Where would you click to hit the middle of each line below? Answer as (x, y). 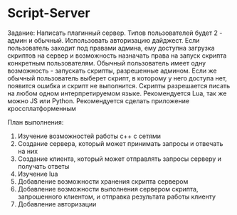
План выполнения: (36, 122)
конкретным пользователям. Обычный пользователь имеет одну (107, 63)
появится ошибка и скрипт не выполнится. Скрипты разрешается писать (119, 85)
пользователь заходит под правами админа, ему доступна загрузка (111, 48)
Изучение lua (38, 174)
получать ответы (43, 166)
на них (27, 151)
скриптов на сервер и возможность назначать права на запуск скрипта (117, 56)
